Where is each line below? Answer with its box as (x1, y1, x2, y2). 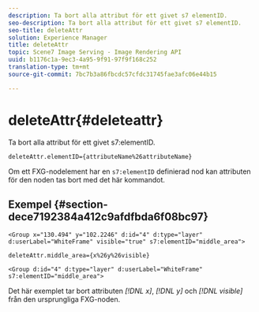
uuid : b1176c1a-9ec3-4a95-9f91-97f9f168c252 (8, 56, 157, 64)
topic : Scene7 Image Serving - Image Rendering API (8, 48, 182, 56)
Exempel (8, 197, 52, 211)
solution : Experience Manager (8, 33, 108, 42)
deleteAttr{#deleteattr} (8, 111, 163, 129)
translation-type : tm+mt (8, 63, 90, 71)
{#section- (54, 197, 108, 211)
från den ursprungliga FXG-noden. (8, 295, 121, 304)
